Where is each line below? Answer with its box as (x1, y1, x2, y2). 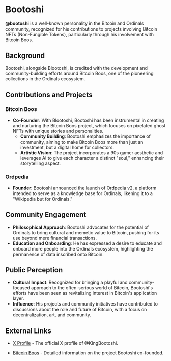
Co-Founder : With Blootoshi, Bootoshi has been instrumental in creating (12, 117, 164, 123)
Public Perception (5, 266, 63, 274)
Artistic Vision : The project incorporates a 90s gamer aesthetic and (20, 150, 163, 156)
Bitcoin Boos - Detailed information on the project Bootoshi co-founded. (12, 350, 164, 356)
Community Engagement (5, 210, 87, 219)
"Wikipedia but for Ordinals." (12, 196, 73, 202)
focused (12, 285, 31, 291)
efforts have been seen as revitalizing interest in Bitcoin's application (12, 290, 157, 296)
